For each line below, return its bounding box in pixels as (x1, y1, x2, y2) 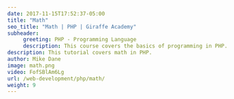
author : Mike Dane (7, 56, 61, 63)
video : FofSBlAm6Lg (7, 68, 65, 75)
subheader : (7, 29, 39, 37)
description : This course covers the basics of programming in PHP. (22, 43, 228, 49)
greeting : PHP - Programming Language (22, 36, 137, 43)
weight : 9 (7, 82, 37, 89)
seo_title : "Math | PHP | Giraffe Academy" (7, 23, 137, 30)
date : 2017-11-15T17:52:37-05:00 (7, 10, 105, 17)
